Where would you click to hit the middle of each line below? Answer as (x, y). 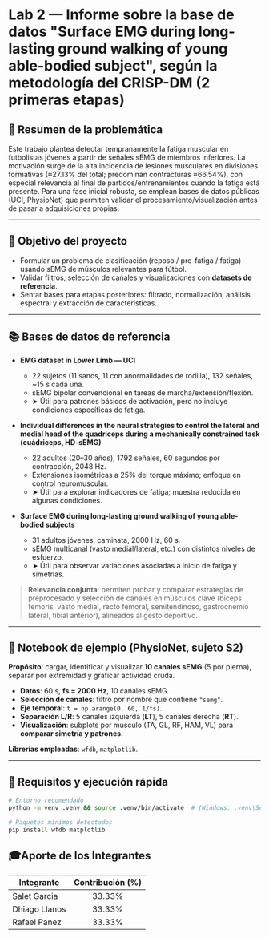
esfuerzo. (48, 557)
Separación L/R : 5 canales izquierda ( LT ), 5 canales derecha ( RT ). (129, 717)
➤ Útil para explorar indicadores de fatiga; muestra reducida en (136, 491)
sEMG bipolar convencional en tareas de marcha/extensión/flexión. (143, 392)
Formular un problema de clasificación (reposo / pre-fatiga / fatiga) (130, 260)
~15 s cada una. (58, 384)
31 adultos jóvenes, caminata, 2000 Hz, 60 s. (106, 540)
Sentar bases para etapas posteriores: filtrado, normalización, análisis (135, 294)
